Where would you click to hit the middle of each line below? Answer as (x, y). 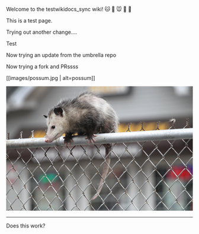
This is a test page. (29, 20)
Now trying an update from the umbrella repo (61, 55)
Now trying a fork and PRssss (42, 66)
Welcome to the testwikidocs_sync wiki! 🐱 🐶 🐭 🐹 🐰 (69, 9)
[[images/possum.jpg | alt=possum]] (51, 78)
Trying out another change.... (42, 32)
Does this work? (26, 226)
